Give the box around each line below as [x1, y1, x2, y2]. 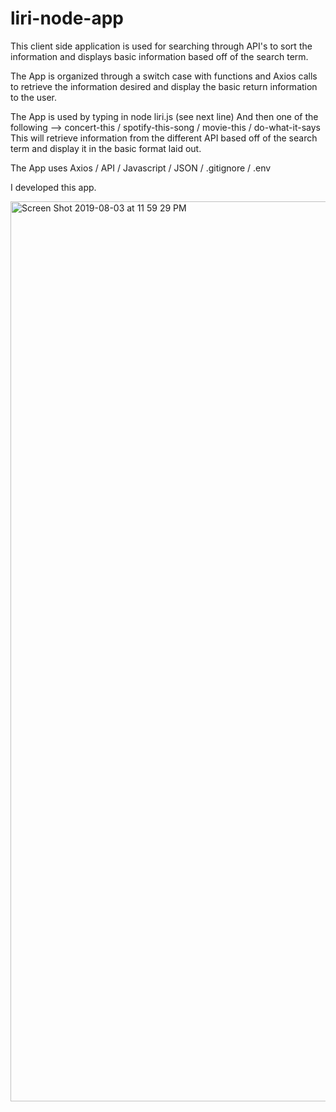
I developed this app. [10, 181, 97, 193]
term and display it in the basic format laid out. [10, 142, 202, 154]
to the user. [10, 91, 57, 103]
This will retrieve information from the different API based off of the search [10, 132, 318, 144]
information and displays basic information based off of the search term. [10, 50, 309, 62]
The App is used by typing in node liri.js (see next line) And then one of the [10, 110, 319, 122]
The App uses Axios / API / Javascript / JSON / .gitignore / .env [10, 162, 272, 174]
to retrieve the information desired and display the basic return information [10, 80, 318, 92]
